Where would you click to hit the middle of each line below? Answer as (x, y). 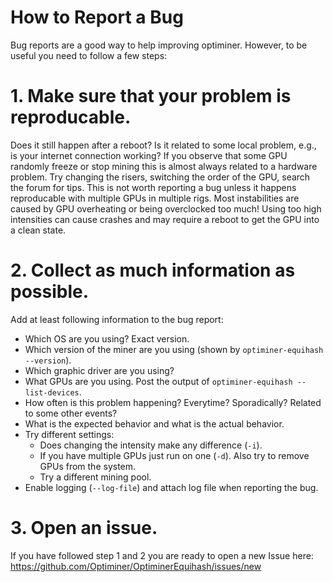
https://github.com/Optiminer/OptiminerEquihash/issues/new (136, 566)
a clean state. (38, 230)
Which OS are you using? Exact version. (107, 338)
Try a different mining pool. (95, 477)
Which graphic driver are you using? (99, 370)
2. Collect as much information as (153, 270)
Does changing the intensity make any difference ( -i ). (151, 445)
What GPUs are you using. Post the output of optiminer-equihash (158, 381)
